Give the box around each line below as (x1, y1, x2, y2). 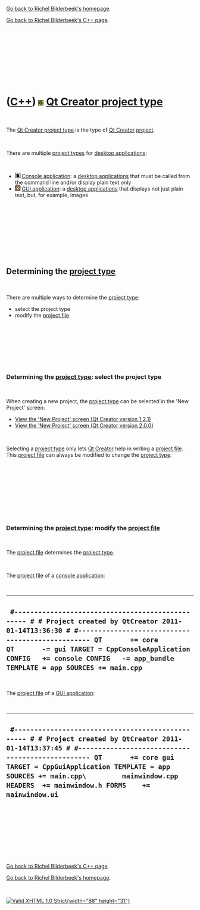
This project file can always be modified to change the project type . (6, 451, 172, 459)
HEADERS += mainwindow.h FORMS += (6, 781, 151, 790)
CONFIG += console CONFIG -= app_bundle (6, 654, 174, 663)
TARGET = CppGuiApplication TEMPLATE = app (6, 762, 171, 771)
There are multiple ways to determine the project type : (6, 294, 140, 301)
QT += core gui (94, 753, 174, 762)
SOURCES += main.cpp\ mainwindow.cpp (6, 771, 179, 780)
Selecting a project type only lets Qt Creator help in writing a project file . (6, 445, 183, 452)
